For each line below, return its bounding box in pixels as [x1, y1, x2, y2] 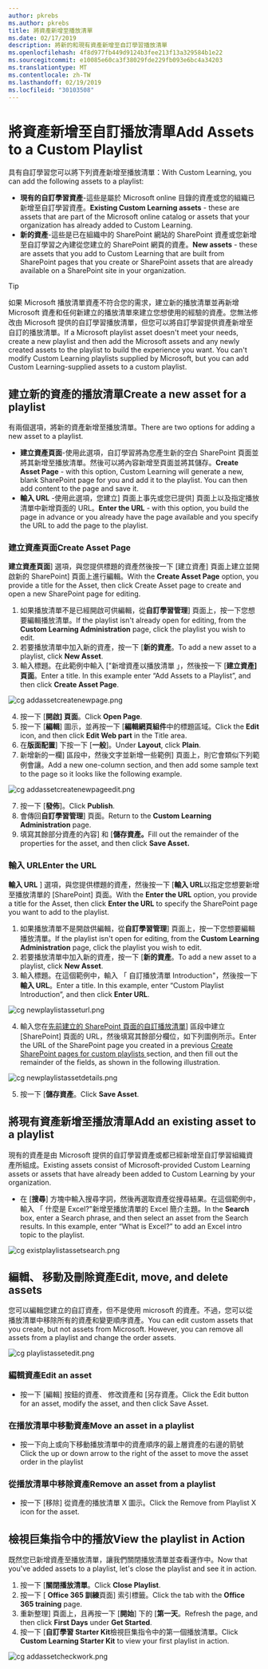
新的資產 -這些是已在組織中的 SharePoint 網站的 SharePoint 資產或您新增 [19, 230, 257, 239]
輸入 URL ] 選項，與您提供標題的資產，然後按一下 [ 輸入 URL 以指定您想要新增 [8, 880, 260, 889]
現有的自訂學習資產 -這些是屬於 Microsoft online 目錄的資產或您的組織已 [19, 193, 255, 203]
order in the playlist [19, 1457, 84, 1466]
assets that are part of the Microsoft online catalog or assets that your [19, 212, 250, 222]
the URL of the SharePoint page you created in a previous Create [19, 1040, 234, 1050]
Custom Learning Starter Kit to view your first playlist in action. [19, 1636, 230, 1646]
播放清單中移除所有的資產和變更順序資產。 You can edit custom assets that [8, 1315, 254, 1325]
